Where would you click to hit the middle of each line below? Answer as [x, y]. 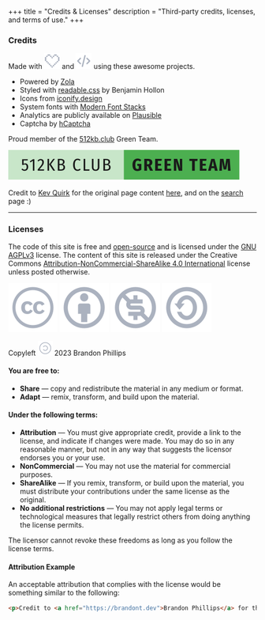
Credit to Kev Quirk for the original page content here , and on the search [126, 193]
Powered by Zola [47, 81]
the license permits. [52, 525]
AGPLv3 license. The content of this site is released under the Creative [123, 255]
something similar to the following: [64, 593]
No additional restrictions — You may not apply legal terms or [121, 508]
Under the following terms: [53, 415]
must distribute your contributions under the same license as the [125, 491]
